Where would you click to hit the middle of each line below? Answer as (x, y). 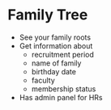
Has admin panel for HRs (61, 97)
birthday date (53, 71)
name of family (56, 63)
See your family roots (55, 37)
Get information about (56, 45)
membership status (64, 89)
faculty (43, 80)
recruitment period (63, 54)
